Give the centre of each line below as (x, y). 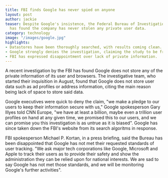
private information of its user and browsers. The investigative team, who (80, 76)
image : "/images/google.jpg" (35, 38)
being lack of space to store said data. (44, 92)
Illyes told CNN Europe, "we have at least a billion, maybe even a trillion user (84, 112)
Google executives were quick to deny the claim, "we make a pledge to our (82, 102)
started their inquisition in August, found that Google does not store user (80, 81)
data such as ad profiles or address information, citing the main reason (78, 87)
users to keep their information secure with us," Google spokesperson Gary (83, 107)
